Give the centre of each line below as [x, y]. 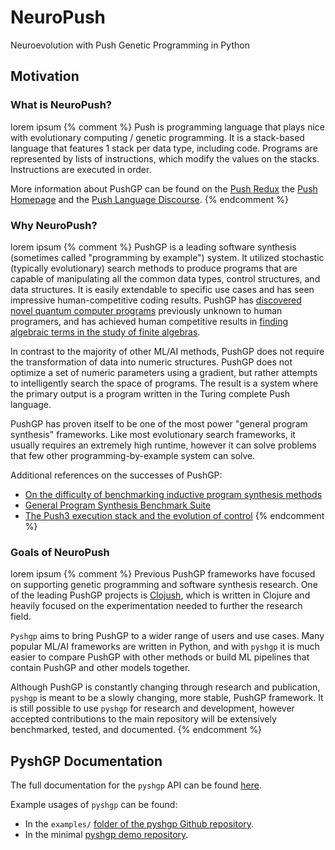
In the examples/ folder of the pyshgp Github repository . [139, 824]
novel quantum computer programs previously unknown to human [146, 310]
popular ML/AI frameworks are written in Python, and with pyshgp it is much [165, 647]
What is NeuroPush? [61, 105]
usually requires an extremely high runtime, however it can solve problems [163, 445]
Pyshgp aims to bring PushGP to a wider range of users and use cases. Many [167, 636]
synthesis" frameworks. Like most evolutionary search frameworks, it [153, 434]
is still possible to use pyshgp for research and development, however [152, 708]
